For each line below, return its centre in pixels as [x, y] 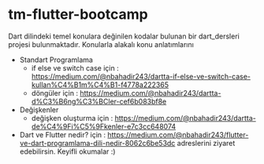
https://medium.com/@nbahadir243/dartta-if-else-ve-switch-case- [141, 76]
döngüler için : [55, 93]
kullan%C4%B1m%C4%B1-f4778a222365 [100, 85]
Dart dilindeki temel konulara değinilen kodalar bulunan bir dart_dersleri [124, 36]
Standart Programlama [56, 60]
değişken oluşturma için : [72, 118]
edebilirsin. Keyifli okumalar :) [67, 151]
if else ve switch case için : [75, 67]
